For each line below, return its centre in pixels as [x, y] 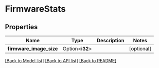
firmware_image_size [33, 49]
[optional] [140, 49]
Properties [21, 27]
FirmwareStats [35, 9]
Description [111, 41]
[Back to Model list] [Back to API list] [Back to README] [61, 61]
